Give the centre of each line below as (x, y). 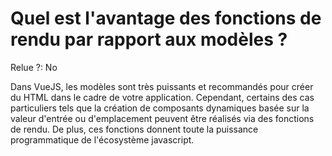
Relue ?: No (34, 67)
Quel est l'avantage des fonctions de (166, 18)
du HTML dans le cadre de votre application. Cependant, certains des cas (162, 97)
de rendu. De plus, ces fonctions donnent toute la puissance (134, 129)
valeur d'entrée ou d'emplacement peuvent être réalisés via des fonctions (162, 118)
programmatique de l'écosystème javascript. (102, 139)
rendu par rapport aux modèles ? (149, 39)
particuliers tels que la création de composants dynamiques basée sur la (160, 108)
